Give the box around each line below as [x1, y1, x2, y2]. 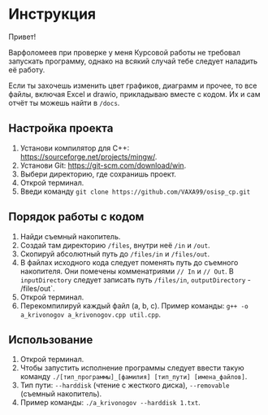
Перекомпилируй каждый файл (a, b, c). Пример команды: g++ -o [19, 300, 249, 310]
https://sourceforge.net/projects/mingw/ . [19, 151, 158, 161]
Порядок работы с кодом [8, 210, 145, 224]
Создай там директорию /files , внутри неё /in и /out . [19, 240, 210, 250]
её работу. [8, 64, 45, 74]
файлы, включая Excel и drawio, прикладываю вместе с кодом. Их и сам [8, 89, 261, 98]
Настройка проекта [8, 121, 114, 135]
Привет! [8, 32, 37, 41]
